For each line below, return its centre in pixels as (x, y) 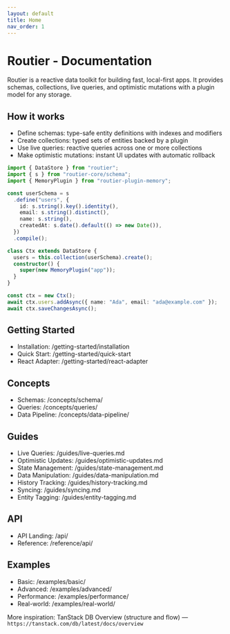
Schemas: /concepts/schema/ (60, 400)
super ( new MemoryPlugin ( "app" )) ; (68, 270)
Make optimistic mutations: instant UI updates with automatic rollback (116, 155)
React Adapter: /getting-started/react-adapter (83, 362)
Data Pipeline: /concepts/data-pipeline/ (73, 415)
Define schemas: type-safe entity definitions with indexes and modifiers (119, 133)
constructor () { (37, 264)
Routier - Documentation (79, 61)
